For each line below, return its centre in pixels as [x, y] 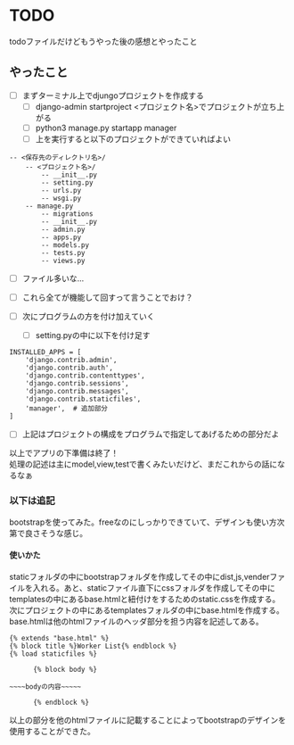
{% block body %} [65, 669]
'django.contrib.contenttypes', [85, 376]
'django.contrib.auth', [69, 368]
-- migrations [67, 214]
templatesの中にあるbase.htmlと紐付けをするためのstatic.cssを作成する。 [145, 599]
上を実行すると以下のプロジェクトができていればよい [133, 138]
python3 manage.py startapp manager [106, 128]
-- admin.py [64, 229]
